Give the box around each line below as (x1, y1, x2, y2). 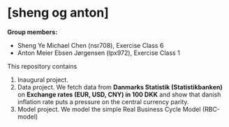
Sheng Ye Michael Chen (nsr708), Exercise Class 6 (17, 41, 164, 49)
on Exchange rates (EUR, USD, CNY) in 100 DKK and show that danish (17, 90, 221, 99)
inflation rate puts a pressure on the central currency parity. (17, 97, 189, 105)
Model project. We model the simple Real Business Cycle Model (17, 105, 201, 113)
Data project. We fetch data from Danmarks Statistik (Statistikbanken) (17, 83, 223, 91)
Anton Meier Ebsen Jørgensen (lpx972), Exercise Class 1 (17, 49, 180, 57)
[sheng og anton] (7, 5, 110, 21)
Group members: (7, 28, 58, 36)
